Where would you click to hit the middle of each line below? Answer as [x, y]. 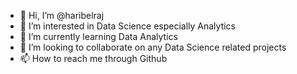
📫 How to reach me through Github [93, 58]
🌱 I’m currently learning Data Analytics [98, 36]
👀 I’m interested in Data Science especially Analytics [127, 26]
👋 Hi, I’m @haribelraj [62, 15]
